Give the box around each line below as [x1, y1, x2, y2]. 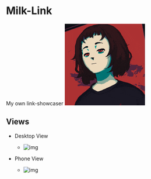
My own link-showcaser [6, 99, 64, 106]
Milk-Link [6, 4, 52, 18]
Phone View [14, 155, 44, 162]
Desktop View [14, 132, 48, 139]
